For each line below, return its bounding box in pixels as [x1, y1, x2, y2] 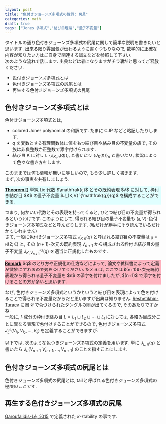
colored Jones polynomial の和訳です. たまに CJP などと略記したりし [12, 127, 153, 133]
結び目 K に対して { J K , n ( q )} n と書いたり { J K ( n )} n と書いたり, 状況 [12, 152, 144, 159]
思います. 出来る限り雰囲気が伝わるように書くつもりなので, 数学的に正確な [5, 46, 157, 52]
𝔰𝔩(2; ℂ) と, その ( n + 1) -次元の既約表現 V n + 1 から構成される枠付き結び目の [5, 241, 155, 248]
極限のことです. [5, 384, 37, 389]
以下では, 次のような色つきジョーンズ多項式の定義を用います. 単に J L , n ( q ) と [5, 339, 161, 347]
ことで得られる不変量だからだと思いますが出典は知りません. [9, 296, 132, 302]
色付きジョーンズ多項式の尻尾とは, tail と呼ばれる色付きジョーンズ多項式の [5, 377, 157, 383]
